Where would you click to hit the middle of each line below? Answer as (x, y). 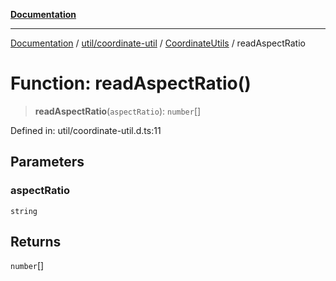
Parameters (47, 162)
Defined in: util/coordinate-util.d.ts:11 (86, 130)
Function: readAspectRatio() (131, 83)
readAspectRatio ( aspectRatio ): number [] (118, 111)
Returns (36, 242)
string (24, 211)
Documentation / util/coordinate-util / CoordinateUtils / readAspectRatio (158, 43)
